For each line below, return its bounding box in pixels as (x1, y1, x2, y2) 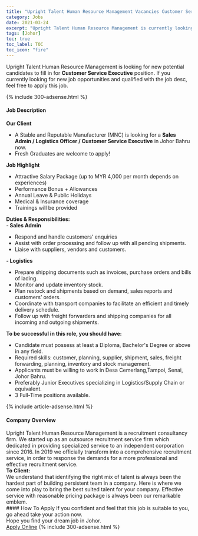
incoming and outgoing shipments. (14, 319, 99, 326)
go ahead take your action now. (6, 511, 82, 518)
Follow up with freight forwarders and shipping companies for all (14, 312, 172, 319)
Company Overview (6, 416, 56, 423)
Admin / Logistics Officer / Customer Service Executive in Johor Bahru (14, 137, 190, 144)
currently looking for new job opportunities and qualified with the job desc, (6, 75, 187, 82)
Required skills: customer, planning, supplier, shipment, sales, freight (14, 354, 181, 361)
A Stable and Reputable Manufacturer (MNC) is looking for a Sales (14, 131, 176, 138)
